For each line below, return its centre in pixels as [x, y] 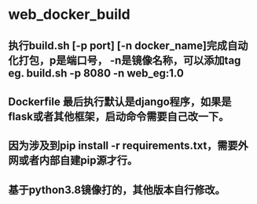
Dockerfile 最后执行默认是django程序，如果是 [120, 101]
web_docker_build [70, 15]
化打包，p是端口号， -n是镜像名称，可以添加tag [125, 60]
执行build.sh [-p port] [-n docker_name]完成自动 [128, 45]
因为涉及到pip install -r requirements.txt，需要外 [128, 146]
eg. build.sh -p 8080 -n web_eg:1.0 [96, 73]
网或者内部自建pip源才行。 [73, 160]
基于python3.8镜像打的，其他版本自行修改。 [117, 189]
